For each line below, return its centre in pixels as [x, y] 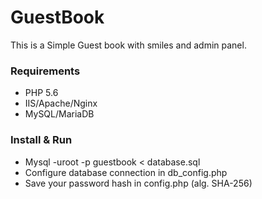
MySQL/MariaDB [59, 114]
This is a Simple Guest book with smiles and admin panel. [128, 45]
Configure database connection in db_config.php [126, 172]
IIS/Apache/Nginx [61, 103]
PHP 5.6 [41, 93]
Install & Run [41, 140]
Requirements [45, 71]
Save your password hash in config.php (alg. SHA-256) [138, 183]
